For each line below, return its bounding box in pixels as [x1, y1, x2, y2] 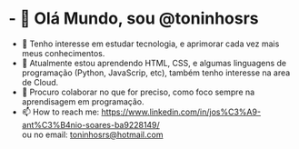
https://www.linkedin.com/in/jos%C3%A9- [101, 106, 261, 117]
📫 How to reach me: [21, 106, 100, 117]
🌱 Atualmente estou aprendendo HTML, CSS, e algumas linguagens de [21, 57, 287, 68]
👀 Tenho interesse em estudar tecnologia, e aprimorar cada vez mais [21, 38, 280, 49]
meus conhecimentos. [21, 47, 105, 58]
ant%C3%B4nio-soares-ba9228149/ [21, 119, 160, 130]
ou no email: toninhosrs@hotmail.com [21, 129, 164, 140]
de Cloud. [21, 76, 59, 87]
